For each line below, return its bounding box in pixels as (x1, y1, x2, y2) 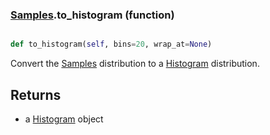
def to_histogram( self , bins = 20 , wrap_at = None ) (10, 39, 213, 50)
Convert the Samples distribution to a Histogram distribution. (10, 58, 260, 70)
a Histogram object (24, 113, 104, 125)
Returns (10, 86, 62, 103)
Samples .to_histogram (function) (10, 8, 175, 22)
